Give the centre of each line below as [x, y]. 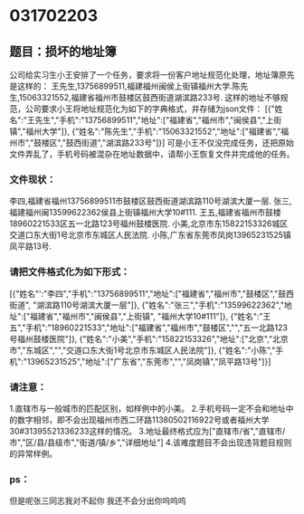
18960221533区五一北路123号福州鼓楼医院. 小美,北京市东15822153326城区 [149, 224]
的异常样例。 [33, 453]
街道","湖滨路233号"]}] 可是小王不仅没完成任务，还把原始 [187, 143]
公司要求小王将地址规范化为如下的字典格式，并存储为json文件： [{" [150, 109]
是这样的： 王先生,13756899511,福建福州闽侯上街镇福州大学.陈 [125, 86]
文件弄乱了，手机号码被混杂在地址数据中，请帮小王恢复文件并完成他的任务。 [152, 154]
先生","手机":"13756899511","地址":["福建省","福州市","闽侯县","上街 [158, 120]
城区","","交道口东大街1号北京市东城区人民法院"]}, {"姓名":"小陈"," [154, 350]
